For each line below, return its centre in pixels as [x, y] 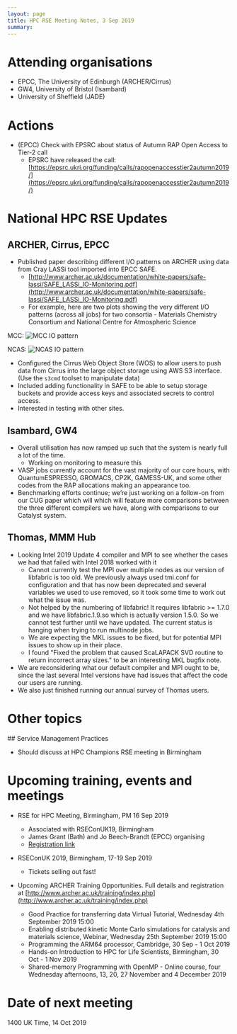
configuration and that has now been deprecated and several [117, 584]
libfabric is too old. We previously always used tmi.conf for [114, 577]
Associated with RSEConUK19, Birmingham [91, 829]
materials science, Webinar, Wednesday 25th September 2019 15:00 [127, 936]
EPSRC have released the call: [72, 160]
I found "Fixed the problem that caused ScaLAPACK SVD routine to [126, 652]
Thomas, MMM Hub [52, 538]
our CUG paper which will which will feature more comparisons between [123, 501]
